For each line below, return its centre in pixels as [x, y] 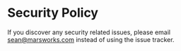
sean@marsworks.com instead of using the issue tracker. [91, 39]
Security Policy [53, 13]
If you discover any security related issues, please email [89, 32]
